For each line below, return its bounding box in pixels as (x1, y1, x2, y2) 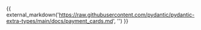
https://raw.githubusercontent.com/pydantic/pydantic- (58, 11, 195, 18)
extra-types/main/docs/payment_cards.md (6, 18, 113, 24)
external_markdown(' (6, 11, 59, 18)
